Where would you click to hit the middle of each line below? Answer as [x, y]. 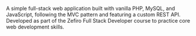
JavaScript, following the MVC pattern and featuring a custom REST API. [93, 15]
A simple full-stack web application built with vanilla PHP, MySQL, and [91, 8]
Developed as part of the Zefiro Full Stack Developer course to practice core [98, 21]
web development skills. [35, 27]
